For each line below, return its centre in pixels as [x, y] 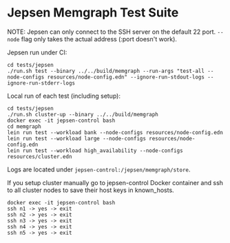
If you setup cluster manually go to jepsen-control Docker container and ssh [115, 182]
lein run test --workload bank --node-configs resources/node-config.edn [115, 132]
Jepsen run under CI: [37, 52]
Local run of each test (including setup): [64, 96]
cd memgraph [24, 126]
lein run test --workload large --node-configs [77, 138]
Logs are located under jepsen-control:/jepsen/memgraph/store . [99, 169]
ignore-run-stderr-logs [41, 83]
